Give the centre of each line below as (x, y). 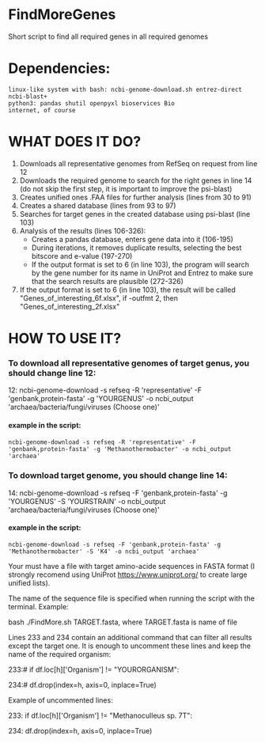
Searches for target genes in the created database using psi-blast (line (135, 214)
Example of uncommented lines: (61, 700)
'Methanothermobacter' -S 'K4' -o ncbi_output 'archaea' (104, 552)
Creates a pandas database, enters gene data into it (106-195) (132, 239)
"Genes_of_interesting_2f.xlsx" (70, 306)
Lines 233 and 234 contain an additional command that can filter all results (130, 637)
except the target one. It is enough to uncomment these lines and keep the (130, 646)
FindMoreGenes (62, 15)
